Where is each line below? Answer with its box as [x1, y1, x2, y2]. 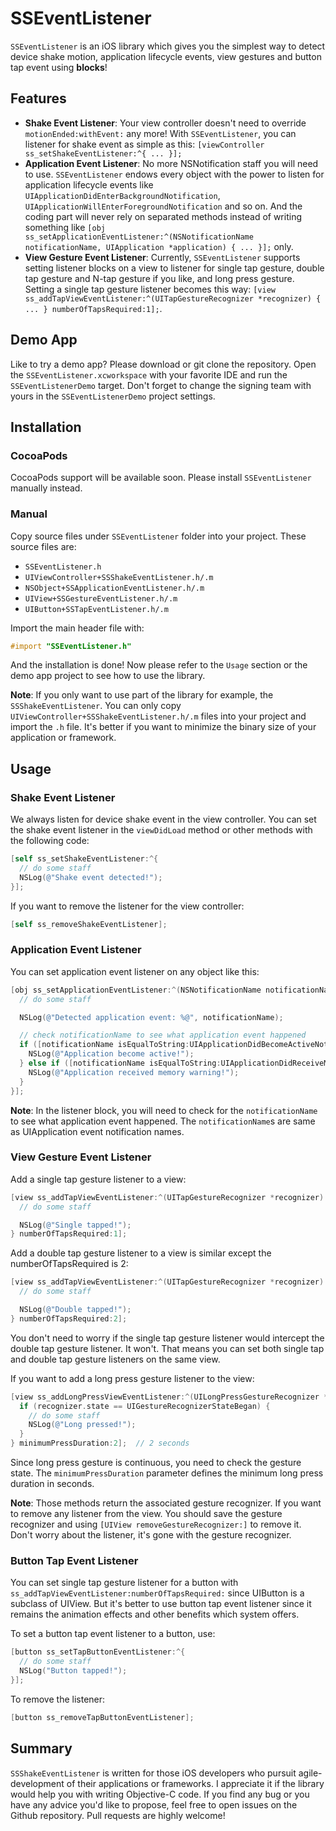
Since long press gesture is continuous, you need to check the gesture [10, 1457, 302, 1469]
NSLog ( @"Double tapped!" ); [19, 1305, 132, 1315]
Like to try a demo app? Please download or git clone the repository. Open [10, 358, 317, 370]
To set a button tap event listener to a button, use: [10, 1628, 216, 1640]
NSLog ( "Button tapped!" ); [19, 1666, 128, 1676]
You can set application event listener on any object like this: [10, 965, 260, 977]
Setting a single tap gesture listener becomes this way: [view [24, 283, 276, 295]
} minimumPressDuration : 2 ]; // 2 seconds [10, 1438, 190, 1449]
